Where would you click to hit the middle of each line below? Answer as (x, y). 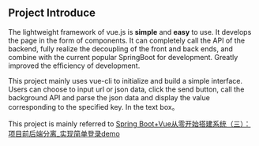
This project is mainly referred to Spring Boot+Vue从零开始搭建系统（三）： (129, 124)
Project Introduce (52, 13)
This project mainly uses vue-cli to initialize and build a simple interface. (126, 80)
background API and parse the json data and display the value (109, 97)
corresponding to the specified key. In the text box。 (94, 107)
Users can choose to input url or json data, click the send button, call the (126, 89)
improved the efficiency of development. (74, 66)
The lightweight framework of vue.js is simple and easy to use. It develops (130, 32)
